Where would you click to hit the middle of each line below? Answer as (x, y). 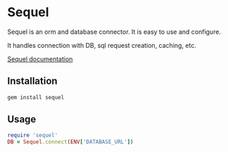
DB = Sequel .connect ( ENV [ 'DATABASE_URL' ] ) (70, 142)
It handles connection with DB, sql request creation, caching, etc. (102, 45)
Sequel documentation (40, 59)
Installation (32, 81)
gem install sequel (36, 97)
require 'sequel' (33, 135)
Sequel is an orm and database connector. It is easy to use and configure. (114, 32)
